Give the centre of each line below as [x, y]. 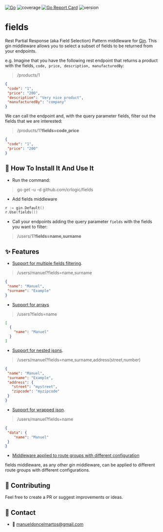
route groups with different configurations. [47, 470]
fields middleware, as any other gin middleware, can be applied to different [80, 465]
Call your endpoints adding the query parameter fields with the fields [82, 222]
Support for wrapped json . [38, 410]
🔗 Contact [20, 512]
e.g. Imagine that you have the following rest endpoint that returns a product [81, 60]
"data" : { [17, 433]
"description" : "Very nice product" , [45, 97]
